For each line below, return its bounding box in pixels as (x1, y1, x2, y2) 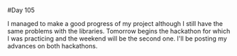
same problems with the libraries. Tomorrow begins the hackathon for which (7, 27, 231, 35)
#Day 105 (7, 6, 35, 14)
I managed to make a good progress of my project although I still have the (7, 20, 224, 27)
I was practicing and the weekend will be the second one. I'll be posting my (7, 34, 227, 43)
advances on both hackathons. (7, 42, 98, 50)
